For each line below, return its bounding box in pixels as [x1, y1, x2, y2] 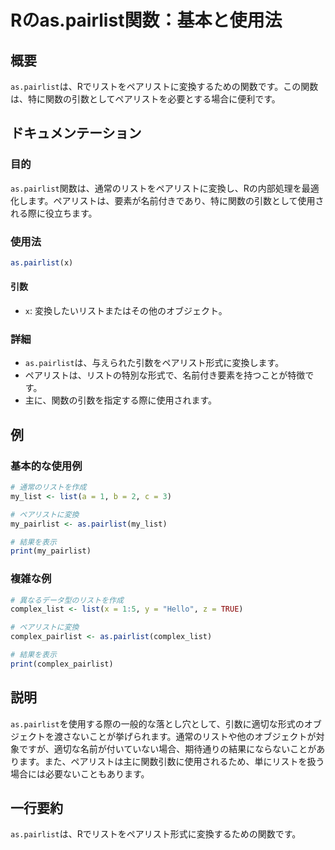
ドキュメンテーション [10, 125, 142, 142]
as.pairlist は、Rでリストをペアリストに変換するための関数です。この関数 [10, 81, 319, 92]
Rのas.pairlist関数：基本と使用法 [10, 9, 283, 32]
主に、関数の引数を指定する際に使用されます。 [24, 394, 217, 406]
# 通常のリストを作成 [10, 482, 87, 493]
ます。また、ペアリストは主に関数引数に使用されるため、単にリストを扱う [18, 755, 325, 767]
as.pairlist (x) [10, 257, 74, 268]
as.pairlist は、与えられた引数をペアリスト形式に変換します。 [24, 357, 285, 369]
